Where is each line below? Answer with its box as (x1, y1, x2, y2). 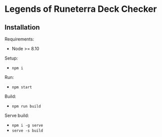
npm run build (11, 104, 41, 109)
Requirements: (4, 36, 34, 42)
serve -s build (11, 128, 43, 133)
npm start (11, 85, 33, 90)
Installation (4, 23, 40, 32)
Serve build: (4, 112, 29, 118)
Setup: (4, 55, 18, 61)
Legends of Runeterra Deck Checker (4, 3, 157, 15)
